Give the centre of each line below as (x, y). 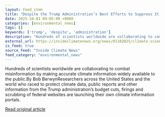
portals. (13, 100)
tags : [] (14, 28)
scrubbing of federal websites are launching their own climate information (80, 95)
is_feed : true (20, 46)
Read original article (25, 109)
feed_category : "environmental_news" (44, 55)
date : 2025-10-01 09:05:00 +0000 (39, 19)
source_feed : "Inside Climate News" (42, 50)
